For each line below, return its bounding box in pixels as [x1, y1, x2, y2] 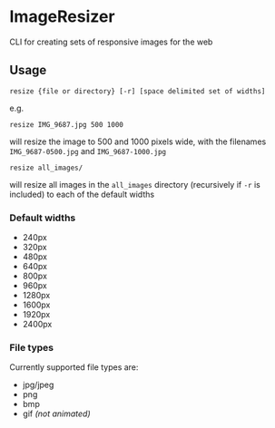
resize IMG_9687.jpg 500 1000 [9, 120, 124, 129]
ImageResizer [9, 6, 115, 27]
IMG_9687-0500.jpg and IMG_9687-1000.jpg [9, 145, 166, 156]
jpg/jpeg [22, 379, 54, 391]
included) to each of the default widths [9, 189, 155, 199]
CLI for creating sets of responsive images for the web [9, 36, 213, 47]
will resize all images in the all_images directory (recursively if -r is [9, 179, 260, 190]
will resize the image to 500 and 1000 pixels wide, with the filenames [9, 136, 267, 147]
